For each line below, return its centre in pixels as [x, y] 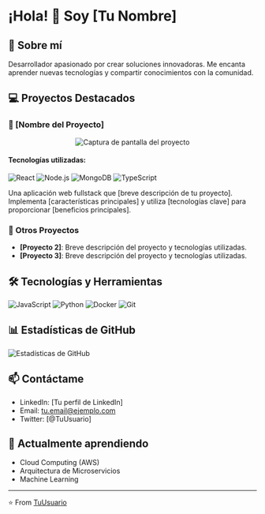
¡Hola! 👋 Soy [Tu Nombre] [93, 16]
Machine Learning [49, 479]
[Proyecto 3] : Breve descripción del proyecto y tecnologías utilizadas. [133, 256]
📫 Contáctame [46, 379]
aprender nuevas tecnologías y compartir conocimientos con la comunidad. [131, 73]
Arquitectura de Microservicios [70, 471]
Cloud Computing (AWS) [60, 463]
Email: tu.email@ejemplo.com [67, 411]
